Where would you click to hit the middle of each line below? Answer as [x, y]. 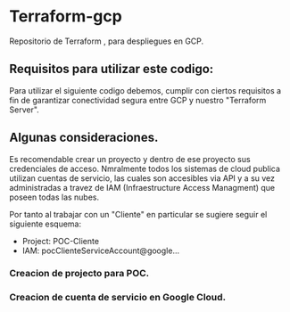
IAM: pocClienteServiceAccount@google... [101, 250]
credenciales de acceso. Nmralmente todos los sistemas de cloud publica [145, 168]
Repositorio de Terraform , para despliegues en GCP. [107, 41]
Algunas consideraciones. [84, 138]
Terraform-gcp [66, 16]
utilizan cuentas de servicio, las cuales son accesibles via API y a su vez [142, 178]
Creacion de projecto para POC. [79, 274]
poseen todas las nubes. [54, 197]
